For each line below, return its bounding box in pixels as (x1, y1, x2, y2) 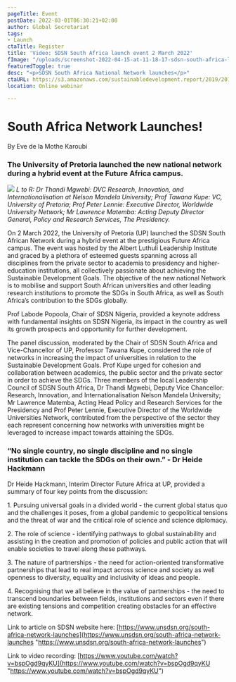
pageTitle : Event (7, 10, 58, 18)
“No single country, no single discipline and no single (7, 446, 193, 456)
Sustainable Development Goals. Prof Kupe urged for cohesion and (7, 361, 202, 370)
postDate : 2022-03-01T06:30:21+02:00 (7, 17, 118, 24)
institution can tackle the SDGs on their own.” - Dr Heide (7, 455, 203, 465)
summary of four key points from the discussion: (7, 487, 148, 495)
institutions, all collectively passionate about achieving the (37, 266, 206, 275)
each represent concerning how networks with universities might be (7, 421, 205, 430)
